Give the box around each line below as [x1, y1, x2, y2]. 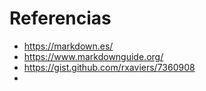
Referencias [9, 7, 112, 30]
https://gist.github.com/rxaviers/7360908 [23, 61, 196, 73]
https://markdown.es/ [23, 40, 114, 52]
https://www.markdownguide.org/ [23, 50, 164, 62]
